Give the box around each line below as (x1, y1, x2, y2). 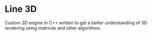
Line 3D (4, 3, 37, 15)
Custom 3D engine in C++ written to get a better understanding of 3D (4, 20, 148, 26)
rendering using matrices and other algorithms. (4, 25, 102, 31)
